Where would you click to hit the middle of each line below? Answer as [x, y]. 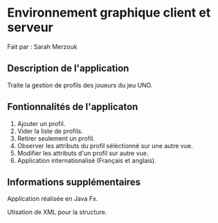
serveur [30, 27]
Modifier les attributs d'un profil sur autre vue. [83, 153]
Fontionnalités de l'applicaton [73, 107]
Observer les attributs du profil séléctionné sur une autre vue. [105, 145]
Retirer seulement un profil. [56, 138]
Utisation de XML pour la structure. [57, 212]
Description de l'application [68, 68]
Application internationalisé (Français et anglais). [87, 160]
